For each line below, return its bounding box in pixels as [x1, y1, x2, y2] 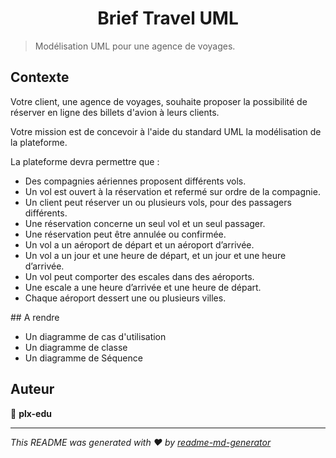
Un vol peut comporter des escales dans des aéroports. [24, 270, 255, 282]
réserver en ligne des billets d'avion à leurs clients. [10, 106, 220, 118]
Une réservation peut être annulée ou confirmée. [24, 228, 227, 240]
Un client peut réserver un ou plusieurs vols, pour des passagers [24, 196, 292, 208]
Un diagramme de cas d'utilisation [24, 330, 167, 342]
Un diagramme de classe [24, 341, 128, 353]
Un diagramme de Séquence [24, 352, 143, 364]
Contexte [10, 69, 70, 86]
